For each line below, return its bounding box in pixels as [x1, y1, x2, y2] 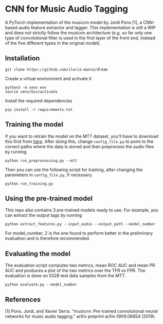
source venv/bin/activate [5, 89, 57, 94]
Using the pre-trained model [5, 194, 93, 203]
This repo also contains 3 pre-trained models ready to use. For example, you [5, 207, 159, 213]
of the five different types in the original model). [5, 40, 101, 46]
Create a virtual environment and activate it [5, 75, 91, 81]
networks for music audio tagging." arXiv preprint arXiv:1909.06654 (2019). [5, 313, 156, 319]
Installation [5, 54, 40, 63]
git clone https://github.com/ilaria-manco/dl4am [5, 67, 108, 72]
